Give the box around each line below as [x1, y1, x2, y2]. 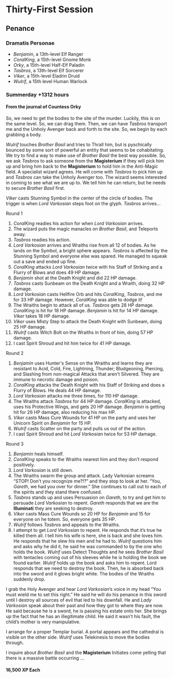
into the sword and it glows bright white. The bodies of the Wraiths [13, 571, 155, 576]
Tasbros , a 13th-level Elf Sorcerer [13, 67, 84, 73]
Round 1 [6, 210, 23, 216]
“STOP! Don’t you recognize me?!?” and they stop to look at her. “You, [13, 478, 161, 484]
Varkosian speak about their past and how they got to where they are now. [6, 603, 164, 608]
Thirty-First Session [6, 4, 93, 15]
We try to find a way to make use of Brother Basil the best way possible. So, [6, 152, 166, 158]
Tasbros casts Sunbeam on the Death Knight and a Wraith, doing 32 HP [13, 281, 165, 286]
